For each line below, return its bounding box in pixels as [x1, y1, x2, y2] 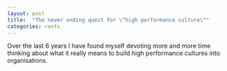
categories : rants [7, 23, 60, 30]
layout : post [7, 10, 45, 17]
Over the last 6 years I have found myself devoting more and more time [7, 42, 211, 50]
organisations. [7, 57, 48, 65]
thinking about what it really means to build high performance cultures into [7, 49, 221, 57]
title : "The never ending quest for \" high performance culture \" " [7, 17, 210, 23]
